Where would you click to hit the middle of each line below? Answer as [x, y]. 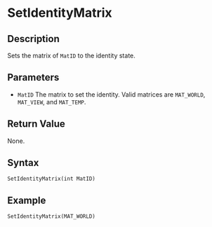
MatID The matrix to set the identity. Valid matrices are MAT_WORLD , [111, 94]
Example [27, 200]
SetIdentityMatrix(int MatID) [52, 179]
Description [33, 39]
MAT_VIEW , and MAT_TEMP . [52, 102]
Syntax [23, 163]
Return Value [36, 124]
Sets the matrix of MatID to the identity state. [71, 55]
